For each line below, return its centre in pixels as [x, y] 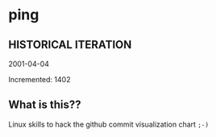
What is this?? [45, 105]
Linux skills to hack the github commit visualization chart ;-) [109, 124]
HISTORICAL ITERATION [70, 45]
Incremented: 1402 [39, 79]
